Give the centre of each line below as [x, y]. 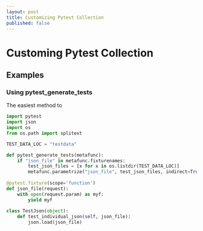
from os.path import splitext [44, 133]
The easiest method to [34, 106]
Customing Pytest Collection [80, 53]
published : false [28, 23]
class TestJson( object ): [37, 211]
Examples [25, 75]
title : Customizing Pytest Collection [55, 17]
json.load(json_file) [55, 223]
